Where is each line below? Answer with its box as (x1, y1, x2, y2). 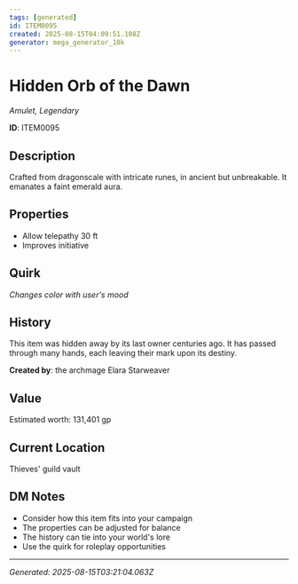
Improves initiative (21, 240, 90, 250)
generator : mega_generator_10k (9, 37, 125, 47)
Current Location (9, 440, 106, 455)
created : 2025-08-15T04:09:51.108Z (9, 29, 141, 38)
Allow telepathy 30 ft (21, 230, 98, 241)
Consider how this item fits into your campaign (21, 512, 193, 524)
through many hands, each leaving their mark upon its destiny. (9, 348, 238, 359)
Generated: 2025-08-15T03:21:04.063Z (9, 566, 154, 577)
